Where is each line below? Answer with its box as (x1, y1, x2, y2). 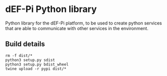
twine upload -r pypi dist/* (5, 66, 67, 71)
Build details (5, 40, 45, 48)
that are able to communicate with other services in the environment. (5, 25, 149, 31)
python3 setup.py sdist (5, 57, 55, 62)
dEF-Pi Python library (5, 3, 97, 15)
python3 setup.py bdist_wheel (5, 61, 69, 67)
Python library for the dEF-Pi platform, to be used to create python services (5, 20, 162, 26)
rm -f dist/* (5, 53, 33, 58)
